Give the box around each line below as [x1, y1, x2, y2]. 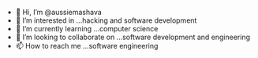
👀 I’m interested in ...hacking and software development [15, 16, 197, 25]
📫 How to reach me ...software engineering [15, 42, 159, 50]
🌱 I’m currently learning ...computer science [15, 24, 159, 33]
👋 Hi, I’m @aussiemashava [15, 8, 103, 16]
